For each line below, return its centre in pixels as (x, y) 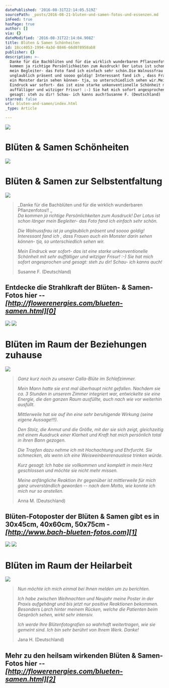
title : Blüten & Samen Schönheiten (43, 43)
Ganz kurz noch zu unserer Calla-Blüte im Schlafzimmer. (77, 379)
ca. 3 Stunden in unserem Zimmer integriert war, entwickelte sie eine (89, 394)
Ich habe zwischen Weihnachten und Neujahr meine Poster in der (86, 599)
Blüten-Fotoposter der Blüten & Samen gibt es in (82, 517)
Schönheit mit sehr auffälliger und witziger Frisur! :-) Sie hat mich (85, 256)
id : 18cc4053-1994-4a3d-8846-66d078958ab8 (50, 47)
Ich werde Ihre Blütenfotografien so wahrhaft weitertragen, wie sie (87, 624)
